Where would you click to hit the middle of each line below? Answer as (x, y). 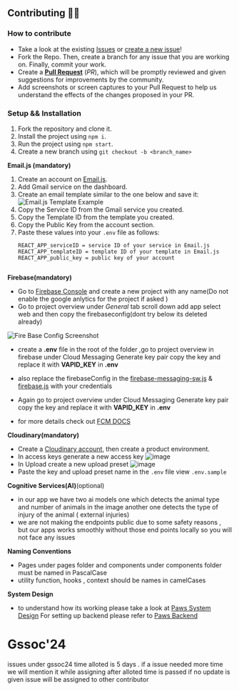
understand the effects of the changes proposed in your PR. (106, 94)
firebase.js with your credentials (65, 386)
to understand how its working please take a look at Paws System (115, 607)
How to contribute (39, 34)
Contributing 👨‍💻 (44, 13)
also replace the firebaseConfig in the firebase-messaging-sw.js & (115, 378)
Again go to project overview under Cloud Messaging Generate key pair (123, 399)
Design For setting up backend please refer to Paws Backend (108, 615)
